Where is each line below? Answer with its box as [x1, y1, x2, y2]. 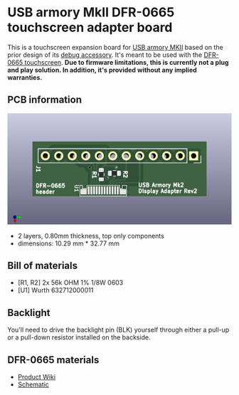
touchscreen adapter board [7, 19, 173, 36]
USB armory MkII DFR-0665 [7, 4, 175, 21]
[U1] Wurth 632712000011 [17, 286, 94, 295]
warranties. [7, 73, 43, 82]
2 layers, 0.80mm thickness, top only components [17, 231, 165, 240]
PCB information [7, 94, 82, 106]
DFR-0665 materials [7, 354, 100, 366]
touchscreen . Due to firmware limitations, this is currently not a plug [24, 58, 229, 66]
